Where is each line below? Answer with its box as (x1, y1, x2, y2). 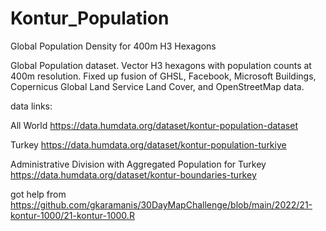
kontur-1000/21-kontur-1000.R (10, 209, 135, 221)
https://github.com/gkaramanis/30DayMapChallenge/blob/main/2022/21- (10, 198, 313, 211)
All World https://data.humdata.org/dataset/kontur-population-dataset (10, 119, 299, 131)
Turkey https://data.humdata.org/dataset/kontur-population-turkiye (10, 138, 287, 151)
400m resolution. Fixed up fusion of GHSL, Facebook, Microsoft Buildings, (10, 70, 317, 82)
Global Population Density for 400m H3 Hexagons (10, 40, 217, 52)
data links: (10, 100, 53, 112)
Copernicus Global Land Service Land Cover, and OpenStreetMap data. (10, 80, 305, 92)
